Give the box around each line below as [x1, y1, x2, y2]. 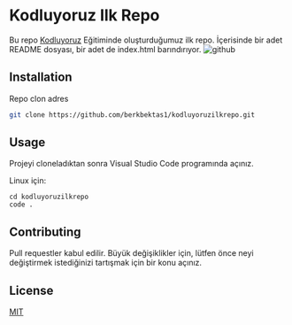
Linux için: [9, 175, 47, 186]
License [9, 282, 54, 298]
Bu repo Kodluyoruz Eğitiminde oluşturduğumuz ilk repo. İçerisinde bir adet [9, 35, 283, 45]
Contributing [9, 224, 81, 239]
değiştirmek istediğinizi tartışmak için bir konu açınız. [9, 258, 202, 268]
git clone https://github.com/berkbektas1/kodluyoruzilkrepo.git [9, 110, 255, 120]
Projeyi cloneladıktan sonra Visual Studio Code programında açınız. [9, 159, 254, 169]
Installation [9, 70, 73, 85]
